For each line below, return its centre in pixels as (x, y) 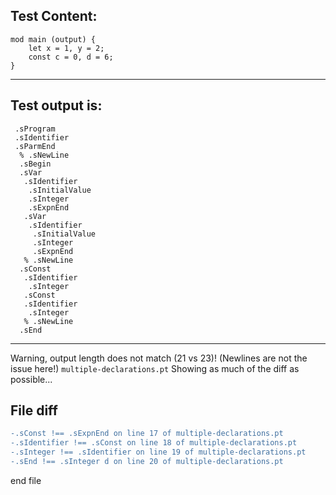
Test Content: (54, 16)
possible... (31, 379)
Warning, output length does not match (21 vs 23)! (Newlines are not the (159, 358)
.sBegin (35, 164)
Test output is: (56, 105)
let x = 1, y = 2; (66, 48)
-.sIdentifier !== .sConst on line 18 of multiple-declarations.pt (154, 443)
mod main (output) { (53, 39)
